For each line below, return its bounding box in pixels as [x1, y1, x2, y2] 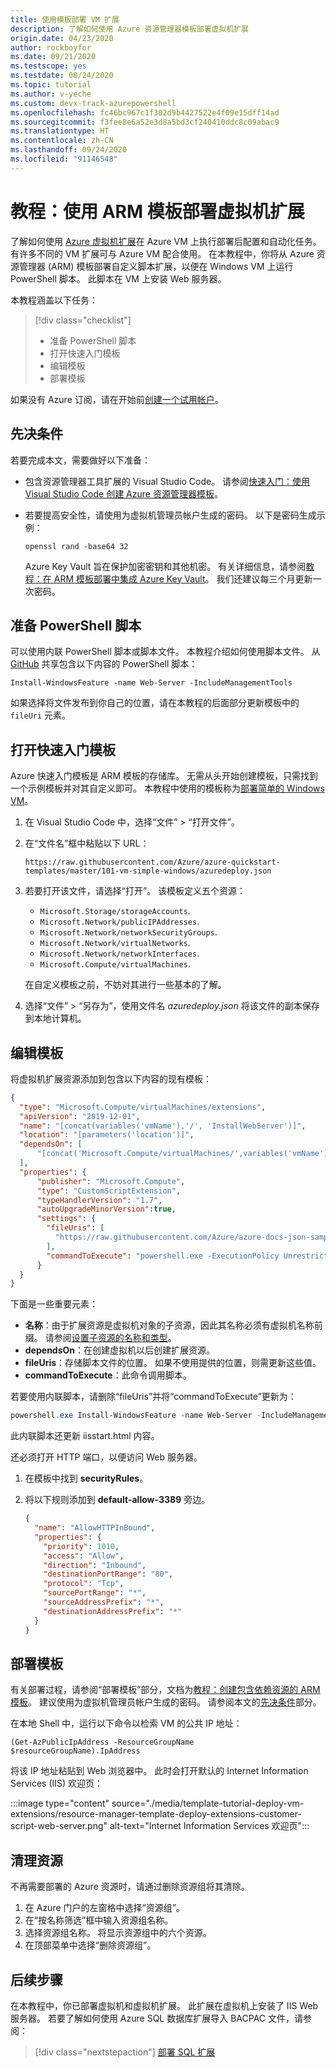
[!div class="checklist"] [34, 314, 132, 326]
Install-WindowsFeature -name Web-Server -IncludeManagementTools [10, 678, 293, 688]
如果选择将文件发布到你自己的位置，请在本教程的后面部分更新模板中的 [10, 697, 300, 709]
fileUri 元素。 [10, 709, 72, 721]
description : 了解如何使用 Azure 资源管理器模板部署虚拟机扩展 [10, 24, 250, 34]
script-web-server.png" [10, 1820, 108, 1832]
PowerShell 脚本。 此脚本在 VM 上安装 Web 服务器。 [10, 272, 227, 285]
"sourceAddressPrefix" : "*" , [43, 1597, 165, 1608]
